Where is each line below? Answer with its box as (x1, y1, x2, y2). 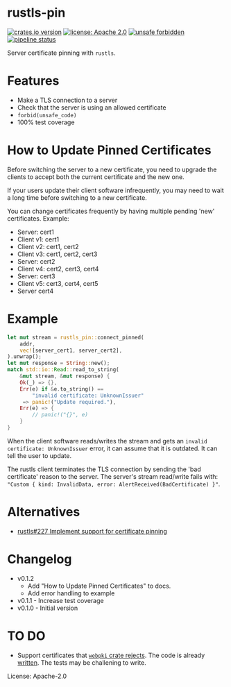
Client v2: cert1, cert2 (17, 242, 79, 251)
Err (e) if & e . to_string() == (19, 385, 104, 393)
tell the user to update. (7, 451, 72, 459)
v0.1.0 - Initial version (17, 604, 78, 612)
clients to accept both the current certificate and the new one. (7, 172, 185, 181)
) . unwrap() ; (7, 353, 42, 360)
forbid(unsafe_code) (17, 112, 77, 119)
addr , (19, 340, 36, 348)
